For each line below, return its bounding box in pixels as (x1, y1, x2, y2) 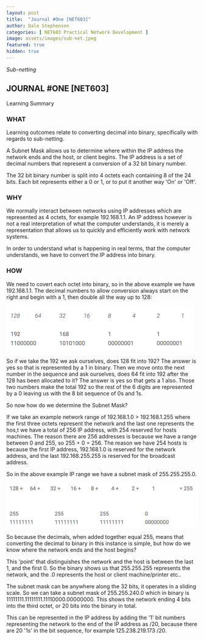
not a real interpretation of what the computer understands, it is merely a (6, 220, 189, 228)
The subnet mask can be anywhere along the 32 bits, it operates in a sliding (6, 583, 197, 590)
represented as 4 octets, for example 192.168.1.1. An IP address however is (6, 214, 192, 221)
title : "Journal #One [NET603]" (6, 16, 91, 23)
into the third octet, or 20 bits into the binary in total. (6, 602, 137, 610)
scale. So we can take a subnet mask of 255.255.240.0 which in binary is (6, 589, 190, 597)
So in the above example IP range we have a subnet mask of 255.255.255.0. (6, 470, 197, 477)
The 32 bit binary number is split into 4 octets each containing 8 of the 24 (6, 171, 192, 179)
